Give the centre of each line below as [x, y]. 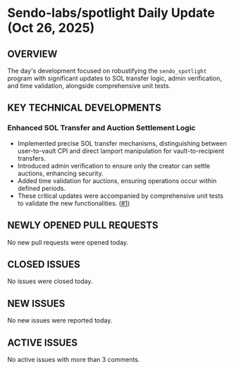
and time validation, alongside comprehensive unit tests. [89, 86]
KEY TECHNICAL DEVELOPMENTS [84, 108]
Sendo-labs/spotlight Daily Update [111, 13]
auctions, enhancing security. [60, 173]
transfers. [31, 158]
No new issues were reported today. [60, 320]
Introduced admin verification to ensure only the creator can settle [113, 165]
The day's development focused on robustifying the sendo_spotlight [107, 71]
